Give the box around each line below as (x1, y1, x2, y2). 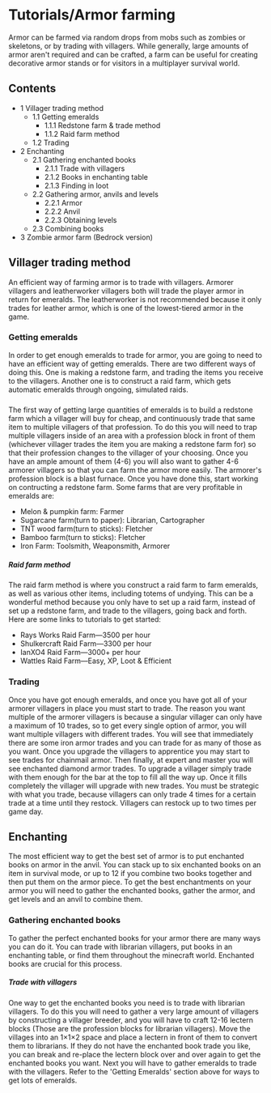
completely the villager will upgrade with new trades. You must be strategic (8, 780, 260, 790)
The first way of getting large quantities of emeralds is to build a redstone (8, 405, 253, 415)
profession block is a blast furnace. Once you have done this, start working (8, 474, 259, 483)
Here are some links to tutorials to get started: (8, 615, 162, 624)
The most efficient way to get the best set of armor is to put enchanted (8, 852, 244, 861)
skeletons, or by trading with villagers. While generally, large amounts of (8, 40, 249, 50)
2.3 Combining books (32, 223, 104, 233)
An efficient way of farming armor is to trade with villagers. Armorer (8, 277, 235, 287)
